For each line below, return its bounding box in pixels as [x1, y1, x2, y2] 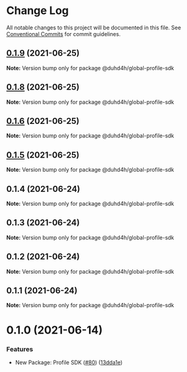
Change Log [6, 4, 69, 18]
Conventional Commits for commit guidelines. [6, 30, 121, 37]
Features [6, 345, 34, 353]
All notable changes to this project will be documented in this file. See [6, 24, 182, 31]
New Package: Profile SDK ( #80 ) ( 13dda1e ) [15, 359, 123, 366]
